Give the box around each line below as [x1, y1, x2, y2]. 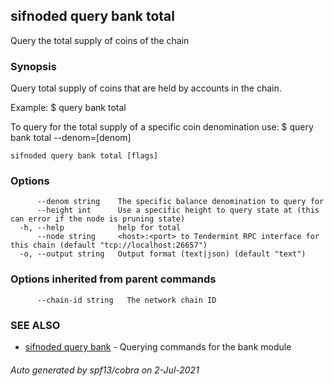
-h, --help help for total [19, 223, 182, 233]
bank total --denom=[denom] [10, 132, 132, 144]
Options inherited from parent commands [10, 272, 217, 286]
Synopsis [10, 59, 57, 73]
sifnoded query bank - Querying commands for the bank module [24, 341, 292, 353]
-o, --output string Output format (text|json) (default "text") [19, 249, 307, 259]
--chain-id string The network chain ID [36, 295, 217, 305]
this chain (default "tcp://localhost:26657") [10, 240, 208, 251]
